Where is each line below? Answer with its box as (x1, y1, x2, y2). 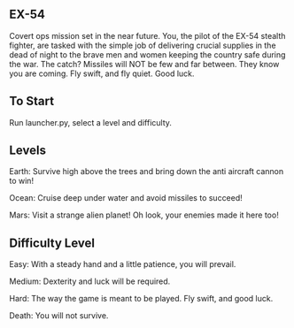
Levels (9, 143, 47, 158)
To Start (9, 94, 55, 109)
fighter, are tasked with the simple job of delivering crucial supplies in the (9, 40, 276, 50)
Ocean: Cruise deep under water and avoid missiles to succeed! (9, 193, 244, 203)
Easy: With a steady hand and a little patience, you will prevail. (9, 259, 236, 270)
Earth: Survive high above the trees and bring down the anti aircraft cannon (9, 166, 284, 177)
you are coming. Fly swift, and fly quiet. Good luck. (9, 68, 195, 79)
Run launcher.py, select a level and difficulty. (9, 117, 173, 127)
